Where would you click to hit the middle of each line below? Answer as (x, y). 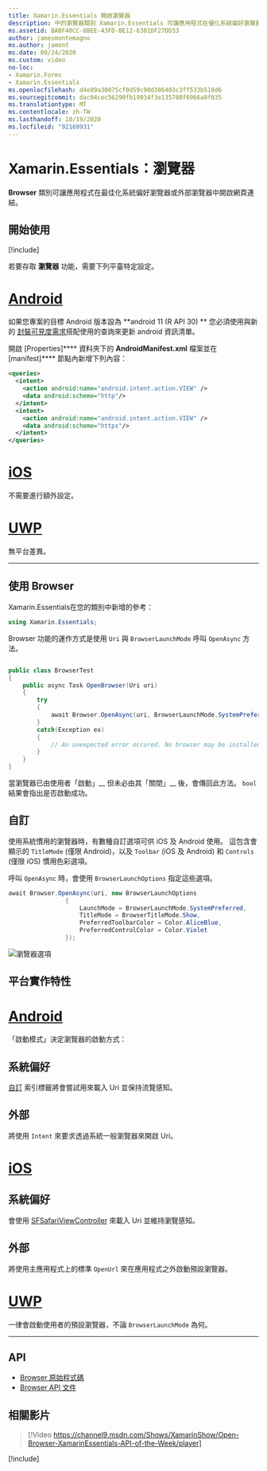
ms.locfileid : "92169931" (51, 127)
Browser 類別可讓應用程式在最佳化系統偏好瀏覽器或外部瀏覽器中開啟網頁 (128, 192)
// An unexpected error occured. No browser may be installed (156, 745)
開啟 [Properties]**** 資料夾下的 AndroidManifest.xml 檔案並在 (113, 348)
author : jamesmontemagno (49, 38)
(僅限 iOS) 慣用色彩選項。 (50, 861)
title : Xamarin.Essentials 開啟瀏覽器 (70, 16)
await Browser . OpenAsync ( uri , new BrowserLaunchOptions (103, 893)
